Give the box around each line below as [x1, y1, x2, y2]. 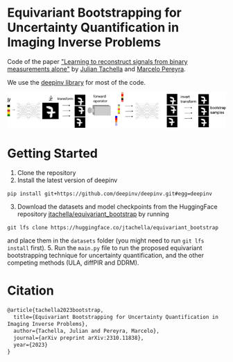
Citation [7, 283, 54, 299]
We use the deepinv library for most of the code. [7, 78, 146, 86]
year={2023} [13, 341, 49, 348]
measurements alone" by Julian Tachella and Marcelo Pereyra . [7, 65, 186, 73]
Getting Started [7, 146, 98, 161]
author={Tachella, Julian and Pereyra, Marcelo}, [13, 327, 159, 334]
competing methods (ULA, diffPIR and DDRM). [7, 258, 139, 267]
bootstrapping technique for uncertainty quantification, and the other [7, 251, 205, 259]
